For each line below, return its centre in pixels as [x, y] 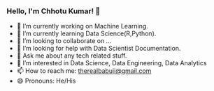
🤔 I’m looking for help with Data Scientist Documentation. [99, 49]
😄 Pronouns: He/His [46, 81]
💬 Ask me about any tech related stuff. [72, 56]
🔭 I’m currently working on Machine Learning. [82, 26]
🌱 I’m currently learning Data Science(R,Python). [86, 33]
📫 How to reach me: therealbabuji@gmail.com [84, 71]
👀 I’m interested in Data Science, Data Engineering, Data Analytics [112, 63]
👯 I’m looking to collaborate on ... [64, 41]
